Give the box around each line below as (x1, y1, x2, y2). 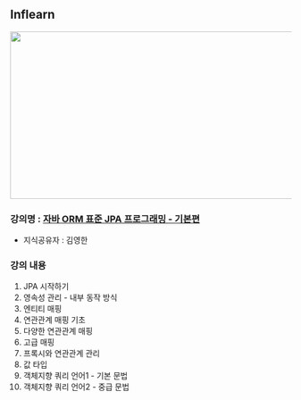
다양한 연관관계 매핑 (22, 326, 93, 337)
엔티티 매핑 (22, 304, 63, 314)
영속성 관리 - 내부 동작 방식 (22, 292, 118, 303)
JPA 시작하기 (22, 281, 70, 292)
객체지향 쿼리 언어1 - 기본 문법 (22, 371, 129, 381)
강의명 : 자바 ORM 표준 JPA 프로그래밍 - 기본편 (10, 212, 200, 225)
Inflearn (10, 7, 55, 22)
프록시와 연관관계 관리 (22, 348, 101, 359)
